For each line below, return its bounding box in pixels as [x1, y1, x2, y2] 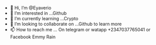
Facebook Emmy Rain [10, 34, 56, 40]
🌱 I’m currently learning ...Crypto [10, 16, 79, 21]
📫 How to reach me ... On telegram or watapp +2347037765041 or [10, 27, 151, 32]
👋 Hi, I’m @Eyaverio [10, 5, 52, 11]
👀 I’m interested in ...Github [10, 10, 67, 16]
